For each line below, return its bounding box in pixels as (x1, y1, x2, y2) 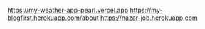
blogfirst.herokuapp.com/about (7, 13, 100, 22)
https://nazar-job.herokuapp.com (100, 13, 198, 22)
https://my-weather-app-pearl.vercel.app (7, 6, 129, 14)
